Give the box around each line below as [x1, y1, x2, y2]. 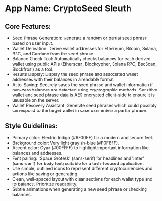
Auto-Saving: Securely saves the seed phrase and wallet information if [12, 82, 153, 88]
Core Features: [5, 22, 51, 31]
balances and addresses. [12, 150, 63, 156]
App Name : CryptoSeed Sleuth [5, 3, 132, 14]
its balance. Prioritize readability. [12, 181, 78, 187]
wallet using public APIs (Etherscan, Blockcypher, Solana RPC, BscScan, [12, 61, 157, 67]
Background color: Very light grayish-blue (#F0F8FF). [12, 140, 120, 146]
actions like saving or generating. [12, 171, 79, 177]
